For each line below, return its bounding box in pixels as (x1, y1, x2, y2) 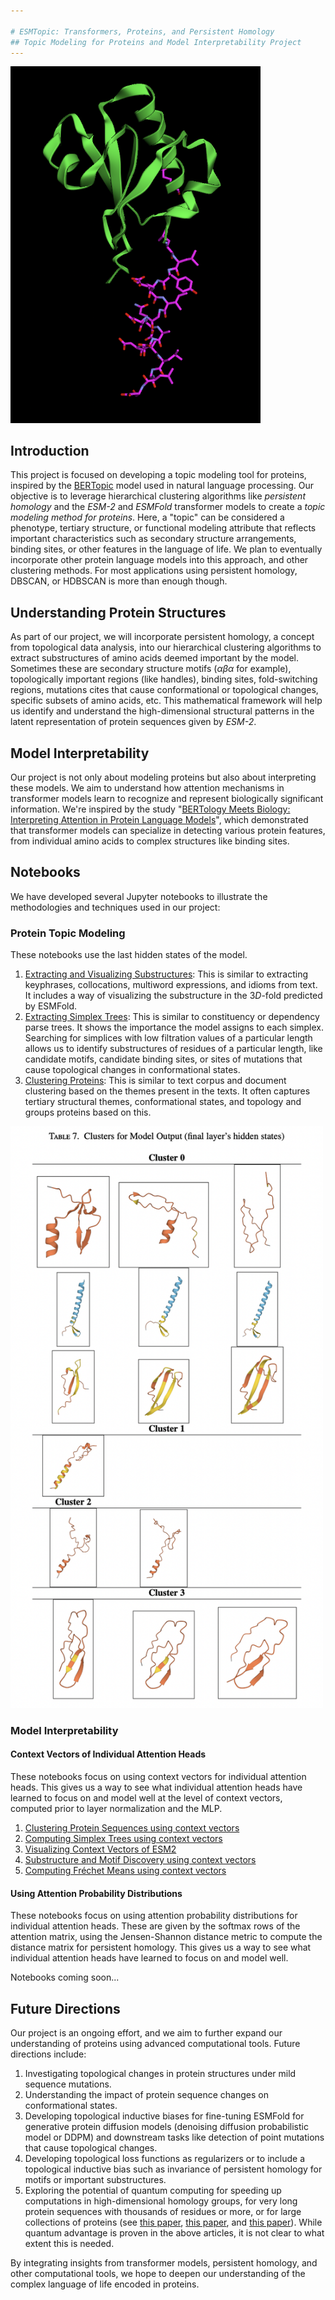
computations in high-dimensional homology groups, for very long (24, 2195, 298, 2207)
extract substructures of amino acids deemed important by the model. (10, 652, 300, 664)
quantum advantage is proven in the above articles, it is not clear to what (24, 2227, 325, 2239)
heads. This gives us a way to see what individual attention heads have (10, 1781, 303, 1794)
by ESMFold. (24, 1000, 78, 1012)
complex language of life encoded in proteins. (10, 2278, 200, 2290)
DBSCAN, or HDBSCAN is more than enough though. (10, 575, 228, 587)
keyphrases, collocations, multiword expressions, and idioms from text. (24, 979, 318, 991)
